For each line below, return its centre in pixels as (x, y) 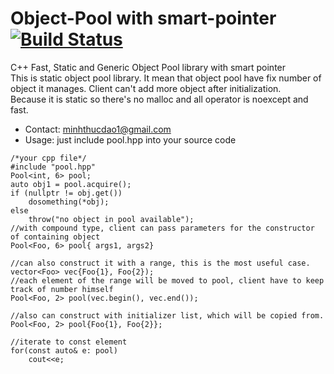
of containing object (55, 237)
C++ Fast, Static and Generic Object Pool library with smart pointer (148, 67)
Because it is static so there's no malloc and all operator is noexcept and (159, 99)
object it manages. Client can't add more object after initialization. (146, 88)
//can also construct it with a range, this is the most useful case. (160, 263)
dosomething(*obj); (69, 202)
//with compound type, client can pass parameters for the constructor (162, 228)
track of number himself (62, 289)
